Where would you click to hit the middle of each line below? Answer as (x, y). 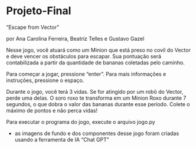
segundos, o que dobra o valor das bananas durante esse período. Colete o (98, 104)
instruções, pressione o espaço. (45, 80)
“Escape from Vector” (33, 27)
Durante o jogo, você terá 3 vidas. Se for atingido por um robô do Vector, (95, 91)
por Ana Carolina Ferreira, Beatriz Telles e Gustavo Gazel (75, 38)
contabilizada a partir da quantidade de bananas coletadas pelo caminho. (95, 63)
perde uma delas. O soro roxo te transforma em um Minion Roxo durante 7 (96, 98)
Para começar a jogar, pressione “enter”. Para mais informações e (86, 74)
